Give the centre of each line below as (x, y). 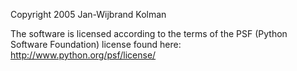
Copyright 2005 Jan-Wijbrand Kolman (88, 14)
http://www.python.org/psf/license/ (83, 55)
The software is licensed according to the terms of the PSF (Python (149, 33)
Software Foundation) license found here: (96, 44)
